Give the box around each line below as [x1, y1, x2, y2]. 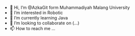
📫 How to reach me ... [9, 26, 55, 31]
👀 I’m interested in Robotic [9, 10, 63, 16]
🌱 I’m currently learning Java [9, 15, 68, 20]
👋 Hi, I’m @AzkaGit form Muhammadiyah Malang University [9, 5, 130, 10]
